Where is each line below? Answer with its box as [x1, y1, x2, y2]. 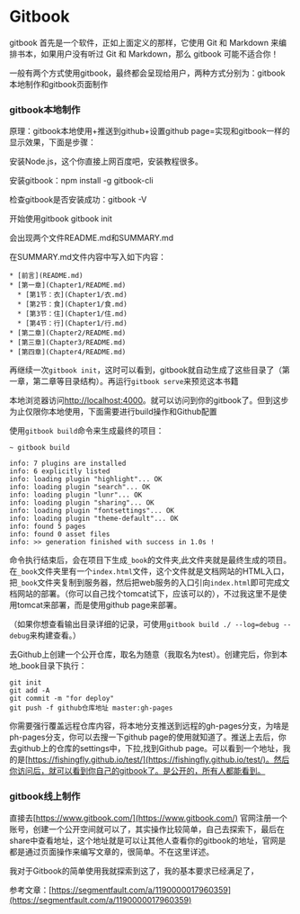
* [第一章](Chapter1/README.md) [9, 281, 127, 290]
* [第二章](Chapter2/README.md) [9, 328, 127, 338]
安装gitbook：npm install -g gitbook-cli [9, 175, 154, 186]
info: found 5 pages [9, 522, 87, 532]
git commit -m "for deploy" [9, 694, 115, 703]
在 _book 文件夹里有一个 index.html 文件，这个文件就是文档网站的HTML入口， [9, 566, 289, 577]
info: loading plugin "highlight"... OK [9, 475, 163, 484]
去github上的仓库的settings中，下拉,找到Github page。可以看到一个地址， [9, 743, 283, 754]
